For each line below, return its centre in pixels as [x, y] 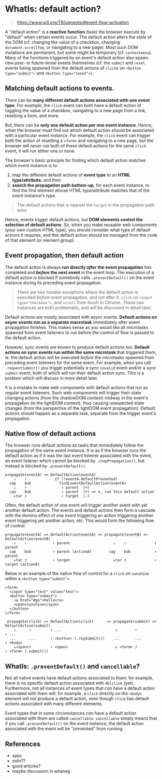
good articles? [26, 766]
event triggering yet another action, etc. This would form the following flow [80, 520]
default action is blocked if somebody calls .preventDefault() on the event [80, 277]
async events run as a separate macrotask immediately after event [73, 322]
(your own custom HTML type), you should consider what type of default [78, 230]
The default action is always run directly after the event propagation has [78, 267]
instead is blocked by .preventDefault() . [46, 466]
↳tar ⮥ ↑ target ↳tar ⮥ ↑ [85, 560]
